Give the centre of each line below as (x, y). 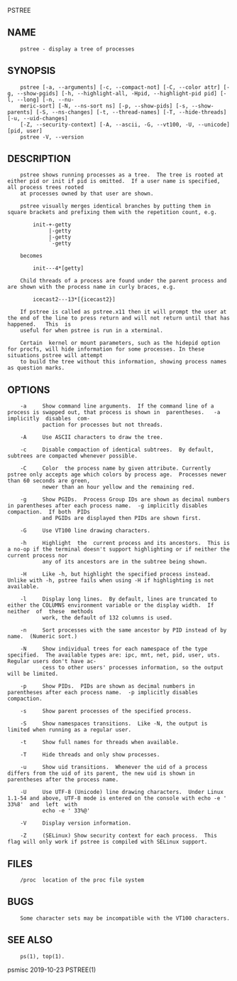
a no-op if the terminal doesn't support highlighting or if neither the (119, 550)
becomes (31, 256)
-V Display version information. (76, 823)
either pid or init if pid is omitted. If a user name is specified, (114, 181)
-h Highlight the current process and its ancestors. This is (125, 543)
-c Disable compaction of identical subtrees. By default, (117, 450)
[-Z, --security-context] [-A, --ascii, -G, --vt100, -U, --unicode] (125, 124)
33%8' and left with (43, 805)
